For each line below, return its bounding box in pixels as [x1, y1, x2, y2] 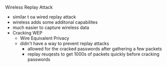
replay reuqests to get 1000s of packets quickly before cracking [27, 51, 159, 57]
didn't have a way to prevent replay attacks [20, 40, 109, 46]
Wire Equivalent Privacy [20, 35, 69, 41]
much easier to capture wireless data [12, 24, 89, 30]
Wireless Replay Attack [5, 4, 53, 10]
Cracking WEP [12, 30, 43, 35]
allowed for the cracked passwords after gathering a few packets [27, 46, 162, 51]
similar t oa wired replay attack [12, 14, 76, 19]
